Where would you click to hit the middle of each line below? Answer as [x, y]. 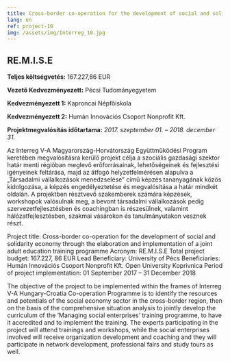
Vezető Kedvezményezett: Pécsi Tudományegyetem [82, 90]
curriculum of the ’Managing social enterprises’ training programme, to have [115, 315]
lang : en [20, 20]
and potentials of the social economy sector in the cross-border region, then [115, 301]
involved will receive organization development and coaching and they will [112, 337]
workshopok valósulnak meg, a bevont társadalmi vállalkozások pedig [105, 201]
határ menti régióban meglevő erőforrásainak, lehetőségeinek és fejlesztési [113, 165]
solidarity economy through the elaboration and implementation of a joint [110, 244]
